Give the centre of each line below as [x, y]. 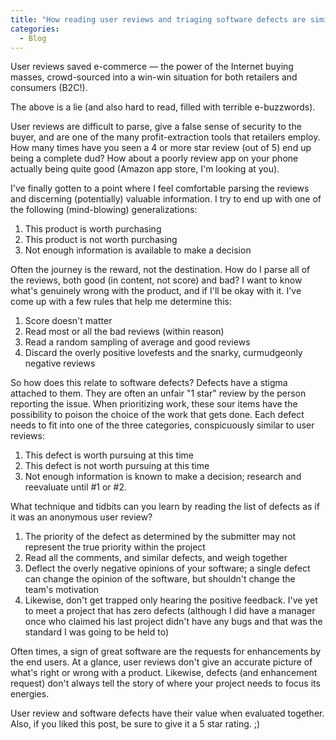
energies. [30, 694]
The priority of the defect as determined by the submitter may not [160, 537]
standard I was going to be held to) [97, 632]
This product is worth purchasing [93, 229]
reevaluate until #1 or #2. [76, 487]
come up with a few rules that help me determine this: [121, 302]
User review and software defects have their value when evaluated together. [167, 713]
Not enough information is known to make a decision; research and [163, 477]
